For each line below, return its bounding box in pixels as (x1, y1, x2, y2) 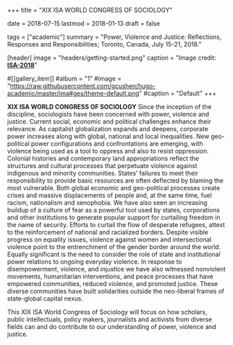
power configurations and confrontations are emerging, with (31, 140, 203, 148)
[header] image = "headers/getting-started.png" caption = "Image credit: (7, 53, 216, 62)
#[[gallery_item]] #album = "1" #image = (7, 74, 122, 83)
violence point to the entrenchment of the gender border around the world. (7, 243, 221, 251)
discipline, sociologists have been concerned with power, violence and (7, 110, 209, 118)
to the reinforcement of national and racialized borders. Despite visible (7, 228, 209, 236)
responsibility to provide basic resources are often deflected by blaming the (7, 176, 224, 185)
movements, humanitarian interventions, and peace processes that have (7, 272, 214, 280)
